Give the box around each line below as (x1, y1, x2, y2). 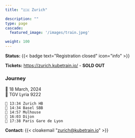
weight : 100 (5, 39, 30, 44)
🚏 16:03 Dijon (5, 114, 35, 120)
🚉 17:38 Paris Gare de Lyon (5, 119, 64, 124)
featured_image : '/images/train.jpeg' (9, 30, 90, 35)
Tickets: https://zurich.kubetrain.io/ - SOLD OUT (5, 63, 105, 68)
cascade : (5, 25, 23, 30)
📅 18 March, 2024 (5, 86, 41, 92)
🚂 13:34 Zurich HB (5, 101, 43, 106)
